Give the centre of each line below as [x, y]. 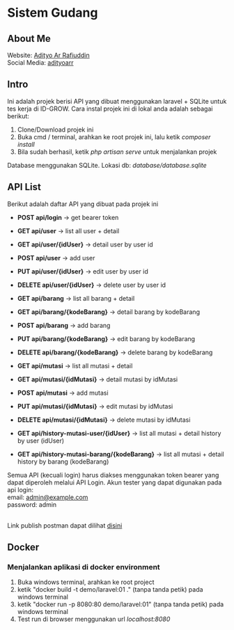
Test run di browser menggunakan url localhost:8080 [94, 619]
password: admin [32, 504]
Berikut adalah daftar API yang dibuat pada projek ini [83, 204]
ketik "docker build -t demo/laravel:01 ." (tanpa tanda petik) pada [110, 590]
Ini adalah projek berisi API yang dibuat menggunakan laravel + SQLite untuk [117, 101]
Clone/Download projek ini [55, 129]
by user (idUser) [41, 441]
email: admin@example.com [48, 497]
